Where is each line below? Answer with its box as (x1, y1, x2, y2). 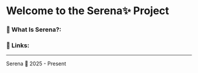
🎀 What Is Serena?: (6, 25, 62, 34)
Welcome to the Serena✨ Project (6, 4, 170, 18)
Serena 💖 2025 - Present (6, 60, 67, 67)
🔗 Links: (6, 41, 29, 49)
